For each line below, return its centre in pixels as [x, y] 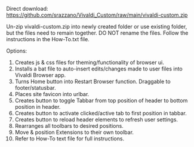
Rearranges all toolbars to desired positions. [69, 126]
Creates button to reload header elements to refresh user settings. [96, 120]
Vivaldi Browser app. [40, 75]
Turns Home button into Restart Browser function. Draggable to [93, 81]
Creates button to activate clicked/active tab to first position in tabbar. [101, 113]
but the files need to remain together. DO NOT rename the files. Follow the [97, 33]
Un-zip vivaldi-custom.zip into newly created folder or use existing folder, [97, 27]
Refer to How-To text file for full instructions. [69, 139]
